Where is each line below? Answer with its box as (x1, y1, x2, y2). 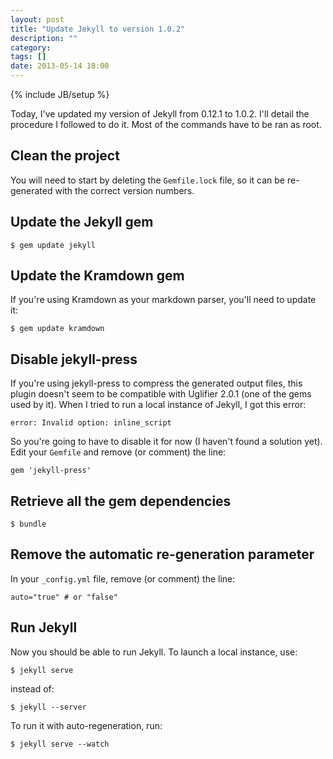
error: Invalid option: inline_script (10, 418, 172, 428)
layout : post (10, 14, 65, 25)
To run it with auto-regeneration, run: (10, 719, 163, 731)
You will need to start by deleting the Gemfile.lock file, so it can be (10, 174, 286, 186)
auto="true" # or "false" (10, 592, 118, 602)
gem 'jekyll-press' (10, 466, 92, 476)
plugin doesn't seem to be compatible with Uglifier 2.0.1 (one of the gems (10, 388, 312, 400)
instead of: (10, 682, 55, 695)
